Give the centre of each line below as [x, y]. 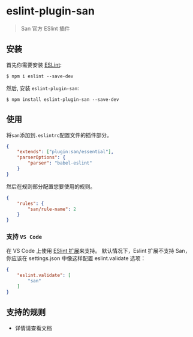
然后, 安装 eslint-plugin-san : [43, 88]
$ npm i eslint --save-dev [40, 76]
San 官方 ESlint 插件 [45, 28]
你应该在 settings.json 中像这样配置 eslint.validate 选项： [76, 258]
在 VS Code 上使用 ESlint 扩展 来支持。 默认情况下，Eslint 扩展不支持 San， [98, 251]
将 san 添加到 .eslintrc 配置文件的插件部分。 [59, 135]
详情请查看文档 [33, 328]
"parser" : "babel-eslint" [60, 163]
